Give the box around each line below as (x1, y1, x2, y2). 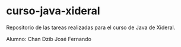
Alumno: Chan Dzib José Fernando (6, 35, 92, 42)
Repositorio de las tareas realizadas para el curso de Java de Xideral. (6, 24, 176, 31)
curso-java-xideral (6, 4, 100, 18)
